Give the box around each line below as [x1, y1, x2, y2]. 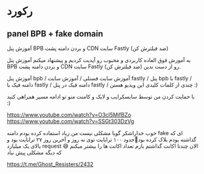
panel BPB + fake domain [7, 29, 104, 39]
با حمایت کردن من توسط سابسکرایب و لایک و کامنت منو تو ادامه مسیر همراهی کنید [7, 93, 195, 100]
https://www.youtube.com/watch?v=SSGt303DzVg [7, 117, 134, 125]
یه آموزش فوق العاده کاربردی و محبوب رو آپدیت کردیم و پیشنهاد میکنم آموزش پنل [7, 57, 191, 63]
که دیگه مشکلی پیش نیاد [7, 149, 62, 156]
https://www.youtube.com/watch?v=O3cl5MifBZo [7, 111, 131, 118]
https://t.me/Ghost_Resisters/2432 [7, 161, 93, 168]
